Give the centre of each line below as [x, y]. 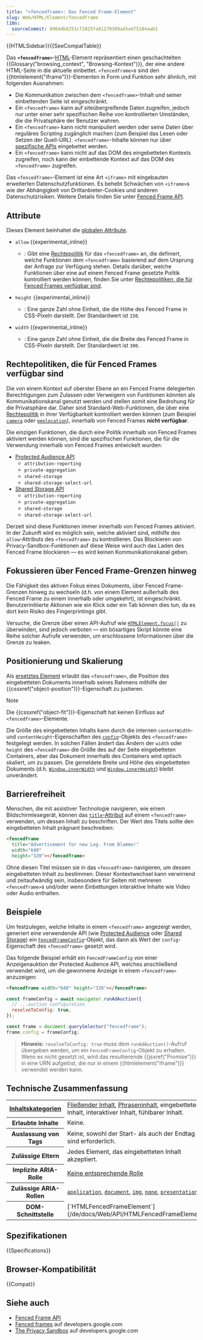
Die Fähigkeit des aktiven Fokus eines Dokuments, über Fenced [85, 585]
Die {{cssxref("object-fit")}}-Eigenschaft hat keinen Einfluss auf [85, 712]
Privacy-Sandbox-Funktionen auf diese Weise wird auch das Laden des [95, 545]
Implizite [25, 1170]
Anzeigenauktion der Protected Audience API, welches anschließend [92, 964]
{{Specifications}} [29, 1250]
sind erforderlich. [92, 1141]
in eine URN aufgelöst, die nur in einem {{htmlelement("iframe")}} [102, 1063]
